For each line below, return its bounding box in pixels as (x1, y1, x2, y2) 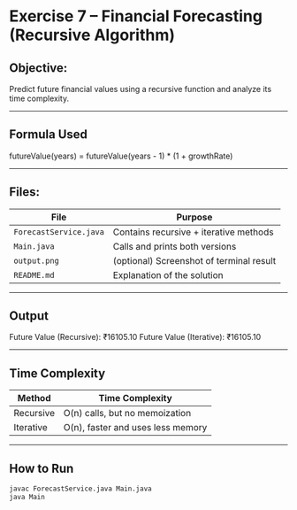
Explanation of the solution (112, 268, 224, 281)
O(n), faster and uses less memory (63, 421, 208, 434)
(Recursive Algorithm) (9, 25, 175, 45)
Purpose (176, 211, 213, 223)
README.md (13, 270, 55, 280)
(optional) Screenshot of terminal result (112, 254, 277, 267)
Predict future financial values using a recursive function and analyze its (9, 84, 272, 94)
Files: (9, 184, 40, 200)
